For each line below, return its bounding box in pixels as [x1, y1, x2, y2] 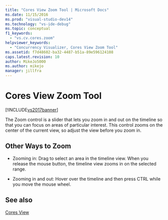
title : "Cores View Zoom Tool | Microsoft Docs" [5, 7, 109, 13]
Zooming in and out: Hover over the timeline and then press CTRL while [12, 176, 161, 182]
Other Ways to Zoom [5, 142, 71, 150]
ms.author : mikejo [5, 64, 44, 69]
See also [5, 196, 33, 204]
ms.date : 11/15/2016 [5, 12, 49, 17]
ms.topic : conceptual [5, 26, 51, 31]
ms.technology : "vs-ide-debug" [5, 21, 71, 27]
